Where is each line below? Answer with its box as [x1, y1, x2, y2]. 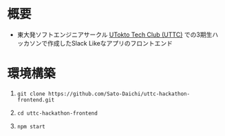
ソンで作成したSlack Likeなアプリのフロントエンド [29, 39, 173, 47]
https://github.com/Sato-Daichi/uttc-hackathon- [47, 90, 191, 97]
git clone [17, 90, 46, 97]
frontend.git [17, 96, 55, 104]
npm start [17, 123, 46, 130]
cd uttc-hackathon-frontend [17, 110, 98, 117]
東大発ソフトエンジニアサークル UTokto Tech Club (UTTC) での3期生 [17, 30, 213, 39]
